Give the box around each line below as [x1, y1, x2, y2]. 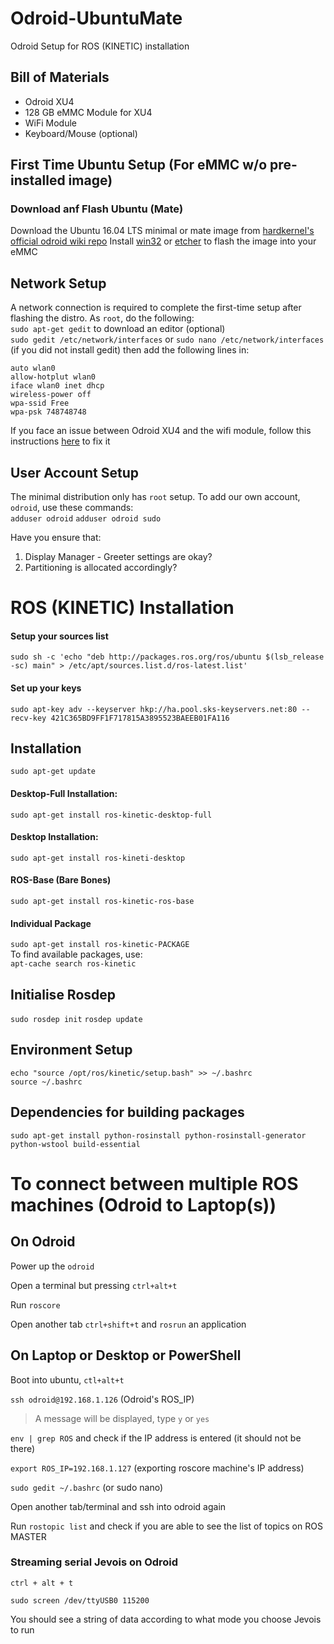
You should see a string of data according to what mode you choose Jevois [10, 1613, 322, 1625]
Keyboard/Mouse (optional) [24, 127, 138, 139]
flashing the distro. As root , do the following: [10, 312, 195, 324]
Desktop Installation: [10, 831, 99, 843]
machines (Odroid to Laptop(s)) [10, 1193, 277, 1216]
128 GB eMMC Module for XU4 [24, 106, 153, 118]
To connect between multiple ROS [10, 1172, 299, 1195]
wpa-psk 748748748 [10, 407, 87, 417]
